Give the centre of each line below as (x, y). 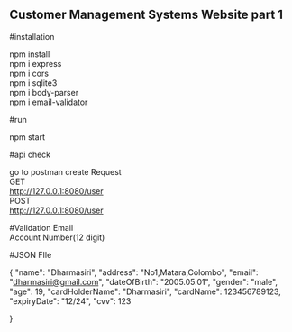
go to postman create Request (65, 171)
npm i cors (29, 73)
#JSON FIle (31, 254)
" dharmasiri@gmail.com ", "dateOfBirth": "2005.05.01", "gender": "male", (143, 281)
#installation (32, 36)
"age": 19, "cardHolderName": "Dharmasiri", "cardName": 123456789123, (145, 291)
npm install (30, 54)
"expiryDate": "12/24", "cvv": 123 (70, 300)
